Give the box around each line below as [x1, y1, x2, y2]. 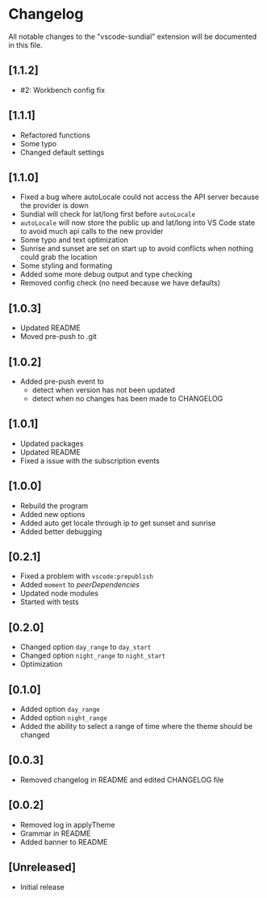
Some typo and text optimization [19, 235, 129, 245]
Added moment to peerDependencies [19, 580, 140, 590]
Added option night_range [19, 713, 107, 722]
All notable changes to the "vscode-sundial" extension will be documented [8, 32, 257, 41]
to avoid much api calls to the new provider [19, 227, 164, 236]
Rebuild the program [19, 501, 89, 510]
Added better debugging [19, 527, 102, 536]
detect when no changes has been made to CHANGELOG [31, 394, 223, 403]
